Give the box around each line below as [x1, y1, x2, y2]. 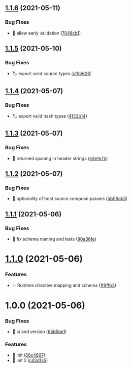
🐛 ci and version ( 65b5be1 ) [12, 328, 67, 335]
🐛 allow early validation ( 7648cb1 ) [12, 30, 81, 36]
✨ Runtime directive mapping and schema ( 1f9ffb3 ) [12, 282, 117, 288]
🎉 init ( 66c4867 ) [12, 352, 46, 358]
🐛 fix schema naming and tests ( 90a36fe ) [12, 236, 97, 242]
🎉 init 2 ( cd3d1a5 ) [12, 358, 48, 364]
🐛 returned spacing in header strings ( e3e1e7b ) [12, 155, 108, 161]
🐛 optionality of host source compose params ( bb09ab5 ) [12, 196, 128, 202]
